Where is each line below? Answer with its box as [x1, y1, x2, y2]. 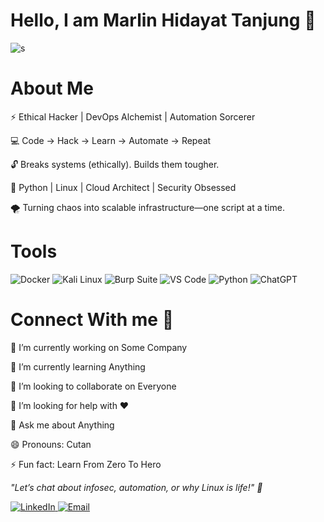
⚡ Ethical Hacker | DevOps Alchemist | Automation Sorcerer [10, 110, 256, 123]
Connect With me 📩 [10, 309, 175, 331]
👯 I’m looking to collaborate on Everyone [10, 380, 177, 392]
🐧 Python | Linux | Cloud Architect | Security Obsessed [10, 181, 237, 193]
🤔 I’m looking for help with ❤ [10, 399, 130, 411]
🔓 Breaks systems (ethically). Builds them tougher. [10, 158, 220, 170]
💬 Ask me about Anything [10, 419, 115, 431]
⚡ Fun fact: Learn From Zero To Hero [10, 458, 162, 470]
